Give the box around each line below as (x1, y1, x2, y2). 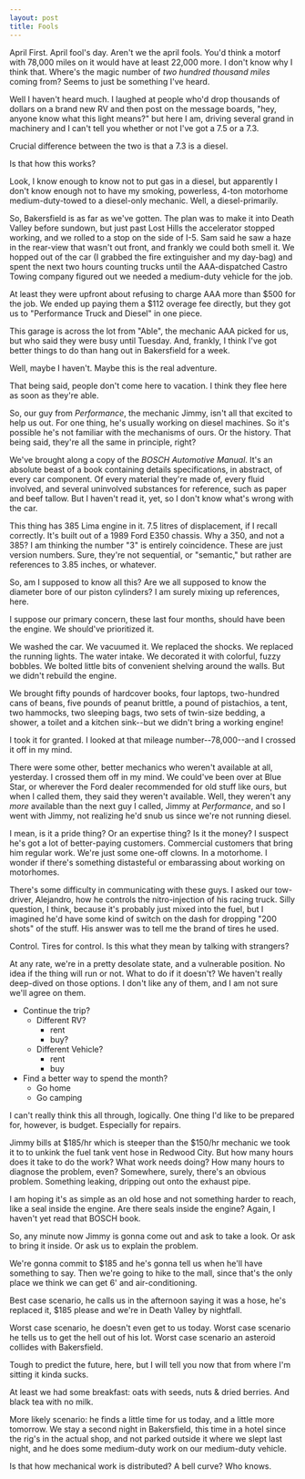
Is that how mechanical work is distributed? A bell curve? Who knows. (9, 1460, 272, 1472)
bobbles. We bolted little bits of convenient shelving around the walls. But (9, 660, 285, 671)
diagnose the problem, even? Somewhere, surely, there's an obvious (9, 1166, 267, 1176)
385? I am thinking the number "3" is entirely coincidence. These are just (9, 539, 283, 550)
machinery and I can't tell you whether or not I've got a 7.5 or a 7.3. (9, 122, 259, 133)
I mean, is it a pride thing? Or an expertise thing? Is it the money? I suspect (9, 827, 290, 838)
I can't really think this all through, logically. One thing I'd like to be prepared (9, 1109, 295, 1121)
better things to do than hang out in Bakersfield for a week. (9, 344, 230, 355)
